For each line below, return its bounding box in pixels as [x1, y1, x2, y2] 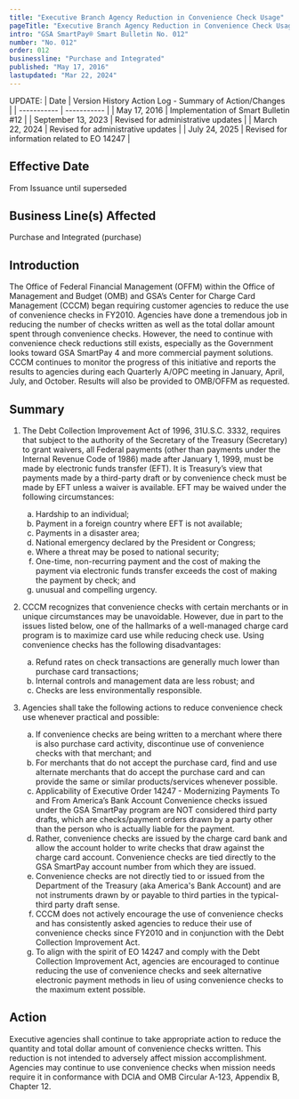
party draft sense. [54, 900, 120, 909]
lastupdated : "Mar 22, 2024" [9, 71, 117, 80]
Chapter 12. [9, 1080, 52, 1091]
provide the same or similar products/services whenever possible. [35, 776, 279, 787]
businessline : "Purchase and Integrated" [9, 54, 166, 63]
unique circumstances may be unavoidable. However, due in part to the [21, 611, 284, 621]
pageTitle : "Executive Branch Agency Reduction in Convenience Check [9, 21, 273, 30]
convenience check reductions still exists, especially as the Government [9, 338, 274, 349]
